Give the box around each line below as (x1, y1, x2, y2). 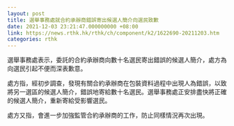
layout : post (7, 10, 45, 17)
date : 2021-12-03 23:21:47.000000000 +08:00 (7, 23, 139, 30)
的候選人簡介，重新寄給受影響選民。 (7, 96, 111, 105)
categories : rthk (7, 36, 58, 43)
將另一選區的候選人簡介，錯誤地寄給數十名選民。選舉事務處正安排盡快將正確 (7, 88, 227, 96)
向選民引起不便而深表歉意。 (7, 64, 87, 73)
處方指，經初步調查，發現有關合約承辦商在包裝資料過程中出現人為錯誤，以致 (7, 79, 227, 87)
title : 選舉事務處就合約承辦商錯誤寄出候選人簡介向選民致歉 (7, 17, 159, 24)
